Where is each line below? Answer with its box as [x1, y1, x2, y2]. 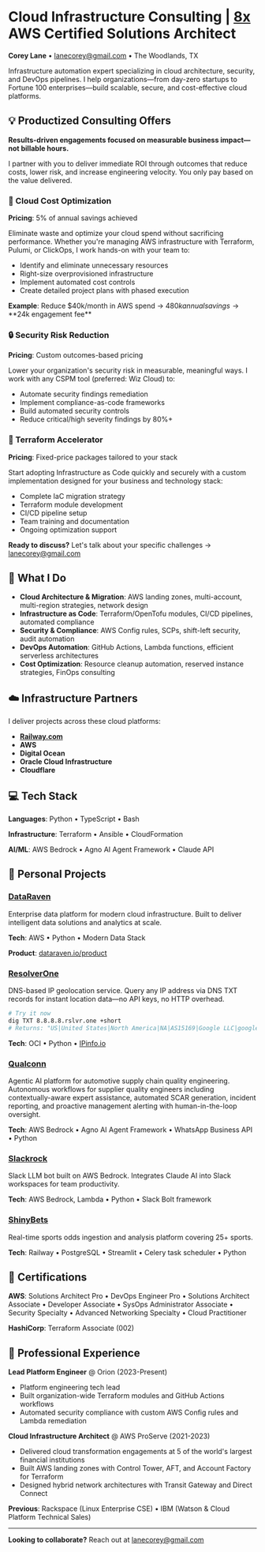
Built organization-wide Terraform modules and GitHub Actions [19, 1391, 225, 1400]
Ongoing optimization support [19, 525, 117, 534]
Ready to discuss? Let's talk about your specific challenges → [8, 540, 211, 549]
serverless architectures [19, 651, 99, 661]
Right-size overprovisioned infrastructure [19, 269, 154, 279]
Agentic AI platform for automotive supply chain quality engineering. [8, 1076, 230, 1085]
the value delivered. [8, 175, 73, 185]
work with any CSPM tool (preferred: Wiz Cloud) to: [8, 374, 176, 384]
